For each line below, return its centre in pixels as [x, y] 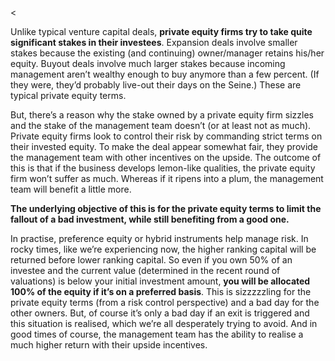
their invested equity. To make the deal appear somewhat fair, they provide [164, 146]
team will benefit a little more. [71, 189]
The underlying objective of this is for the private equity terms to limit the [166, 208]
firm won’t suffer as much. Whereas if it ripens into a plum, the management [167, 178]
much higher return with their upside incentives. [109, 345]
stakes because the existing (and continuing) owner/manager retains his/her [167, 53]
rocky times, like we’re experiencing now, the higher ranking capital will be [163, 249]
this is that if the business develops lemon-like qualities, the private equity [163, 168]
